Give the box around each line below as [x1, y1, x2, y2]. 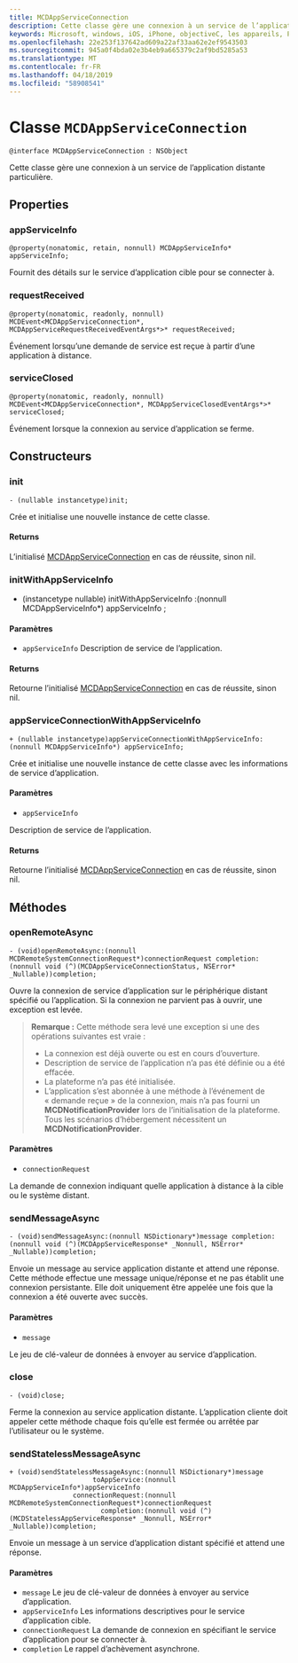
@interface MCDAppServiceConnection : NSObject [9, 146, 189, 155]
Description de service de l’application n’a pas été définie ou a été [43, 1057, 286, 1068]
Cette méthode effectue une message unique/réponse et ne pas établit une [9, 1273, 285, 1283]
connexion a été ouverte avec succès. [9, 1291, 148, 1302]
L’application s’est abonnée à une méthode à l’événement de [43, 1086, 265, 1096]
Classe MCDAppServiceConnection [9, 117, 247, 137]
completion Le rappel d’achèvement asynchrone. [21, 1643, 200, 1654]
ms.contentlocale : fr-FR [9, 63, 101, 72]
